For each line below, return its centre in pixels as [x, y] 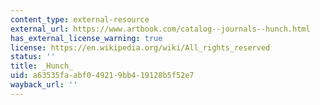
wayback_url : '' [44, 85]
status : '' [33, 57]
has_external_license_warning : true [86, 38]
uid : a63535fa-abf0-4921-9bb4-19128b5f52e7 [102, 76]
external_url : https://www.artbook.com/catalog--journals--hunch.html [160, 29]
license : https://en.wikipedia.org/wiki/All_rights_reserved [140, 47]
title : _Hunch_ [42, 66]
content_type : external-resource [80, 19]
